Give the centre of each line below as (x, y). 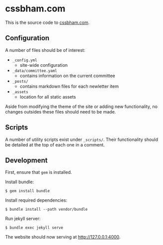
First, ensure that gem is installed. (39, 172)
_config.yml (25, 60)
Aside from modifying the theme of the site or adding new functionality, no (81, 106)
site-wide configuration (44, 65)
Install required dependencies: (36, 200)
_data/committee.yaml (35, 71)
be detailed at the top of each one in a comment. (55, 144)
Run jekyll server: (23, 219)
